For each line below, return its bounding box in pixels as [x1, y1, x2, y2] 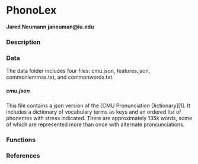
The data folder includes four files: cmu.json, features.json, [6, 67, 151, 75]
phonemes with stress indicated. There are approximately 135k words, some [6, 115, 193, 122]
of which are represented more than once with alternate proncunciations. [6, 121, 185, 128]
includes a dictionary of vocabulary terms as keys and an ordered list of [6, 108, 182, 115]
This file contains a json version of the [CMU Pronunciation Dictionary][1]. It [6, 102, 191, 110]
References [6, 152, 40, 160]
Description [6, 38, 41, 46]
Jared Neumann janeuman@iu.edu [6, 23, 94, 30]
